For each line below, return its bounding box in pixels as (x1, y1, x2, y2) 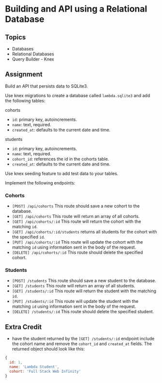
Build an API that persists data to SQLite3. (5, 83, 88, 89)
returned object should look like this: (12, 346, 85, 352)
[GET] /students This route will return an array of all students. (12, 283, 135, 289)
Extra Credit (5, 323, 42, 331)
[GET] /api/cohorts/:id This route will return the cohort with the (12, 218, 141, 224)
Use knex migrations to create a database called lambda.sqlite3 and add (5, 92, 150, 98)
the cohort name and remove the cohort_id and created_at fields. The (12, 341, 152, 347)
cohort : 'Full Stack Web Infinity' (9, 369, 81, 374)
